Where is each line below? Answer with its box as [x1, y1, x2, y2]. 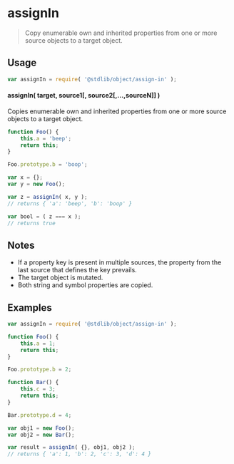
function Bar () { [7, 379, 59, 386]
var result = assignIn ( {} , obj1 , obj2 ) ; [7, 444, 136, 451]
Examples [7, 301, 52, 314]
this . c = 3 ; [20, 386, 56, 393]
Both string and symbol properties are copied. [17, 281, 153, 289]
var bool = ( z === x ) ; [7, 212, 81, 220]
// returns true [7, 220, 56, 227]
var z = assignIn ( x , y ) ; [7, 193, 88, 200]
